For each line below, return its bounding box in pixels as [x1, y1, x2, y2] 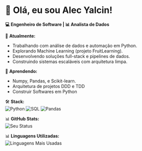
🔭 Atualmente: [5, 32, 36, 39]
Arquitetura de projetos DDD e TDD [12, 83, 85, 89]
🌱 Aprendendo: [5, 68, 37, 74]
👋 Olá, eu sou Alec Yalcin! [5, 4, 113, 16]
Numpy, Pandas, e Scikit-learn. [12, 77, 76, 84]
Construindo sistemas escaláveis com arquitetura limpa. [12, 58, 128, 64]
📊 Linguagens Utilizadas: [5, 132, 60, 139]
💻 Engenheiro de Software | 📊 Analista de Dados [5, 21, 110, 27]
